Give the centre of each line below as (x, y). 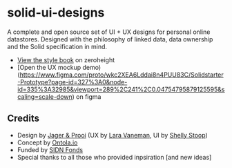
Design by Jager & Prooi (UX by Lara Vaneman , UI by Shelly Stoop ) (113, 135)
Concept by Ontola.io (47, 142)
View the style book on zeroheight (66, 59)
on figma (88, 96)
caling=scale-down (45, 96)
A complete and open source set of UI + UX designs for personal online (109, 32)
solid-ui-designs (56, 13)
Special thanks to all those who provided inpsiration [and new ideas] (114, 157)
